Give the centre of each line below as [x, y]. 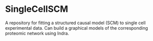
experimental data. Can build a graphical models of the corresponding [77, 28]
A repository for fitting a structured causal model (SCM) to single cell [76, 23]
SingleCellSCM [37, 9]
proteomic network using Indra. [37, 33]
